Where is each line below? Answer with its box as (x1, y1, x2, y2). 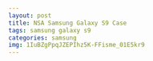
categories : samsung (8, 33, 78, 42)
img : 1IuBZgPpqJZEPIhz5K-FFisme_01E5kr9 (8, 41, 146, 49)
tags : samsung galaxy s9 (8, 26, 91, 34)
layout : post (8, 11, 52, 20)
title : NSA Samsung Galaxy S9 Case (8, 19, 127, 27)
